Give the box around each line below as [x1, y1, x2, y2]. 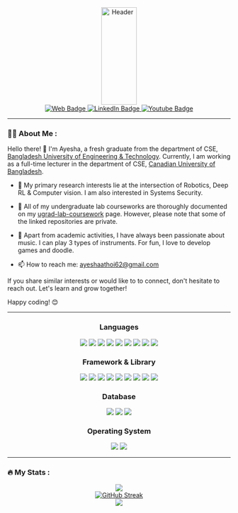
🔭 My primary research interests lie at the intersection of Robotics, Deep [17, 181, 229, 190]
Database [102, 391, 136, 401]
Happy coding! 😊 [7, 298, 59, 307]
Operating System [87, 427, 151, 436]
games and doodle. [17, 246, 74, 254]
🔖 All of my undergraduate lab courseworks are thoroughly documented [17, 202, 228, 211]
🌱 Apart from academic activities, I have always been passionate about [17, 231, 225, 239]
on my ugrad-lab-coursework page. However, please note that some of [17, 210, 226, 218]
